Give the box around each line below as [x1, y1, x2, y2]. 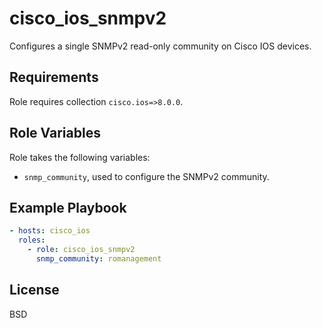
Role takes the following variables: [9, 151, 151, 163]
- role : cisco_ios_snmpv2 [27, 245, 136, 255]
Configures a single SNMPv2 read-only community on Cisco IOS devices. [9, 40, 312, 52]
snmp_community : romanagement [35, 254, 162, 264]
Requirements [9, 69, 99, 86]
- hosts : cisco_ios [9, 226, 91, 236]
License [9, 282, 60, 299]
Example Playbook [9, 199, 127, 216]
